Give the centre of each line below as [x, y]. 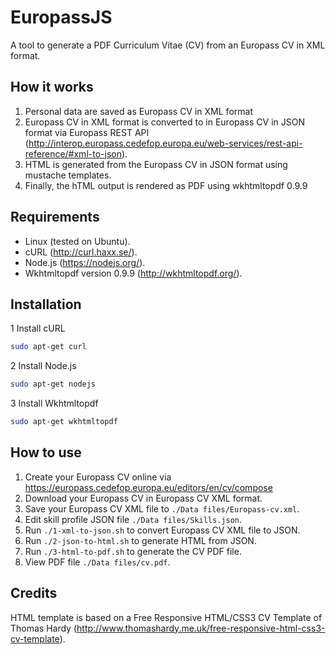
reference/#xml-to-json [73, 153]
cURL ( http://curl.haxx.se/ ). [81, 252]
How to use [46, 452]
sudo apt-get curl [48, 347]
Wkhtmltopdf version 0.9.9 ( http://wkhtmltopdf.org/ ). [133, 273]
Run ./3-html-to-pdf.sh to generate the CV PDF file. [133, 551]
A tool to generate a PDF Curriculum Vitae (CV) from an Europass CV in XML [168, 45]
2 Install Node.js [43, 366]
